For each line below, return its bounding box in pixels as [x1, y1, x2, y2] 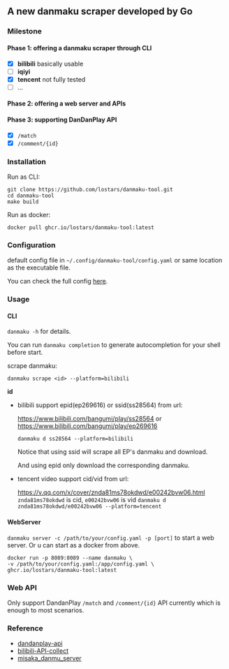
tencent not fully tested [17, 75, 86, 83]
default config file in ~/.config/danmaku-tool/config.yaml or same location [7, 256, 223, 265]
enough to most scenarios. [7, 605, 84, 614]
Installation [7, 156, 47, 166]
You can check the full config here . [7, 277, 108, 286]
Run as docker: [7, 210, 51, 219]
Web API [7, 582, 37, 592]
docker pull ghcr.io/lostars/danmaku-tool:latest [7, 223, 155, 231]
